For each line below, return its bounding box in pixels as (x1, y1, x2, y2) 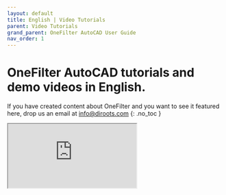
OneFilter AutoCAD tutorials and (7, 65, 195, 81)
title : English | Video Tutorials (7, 16, 106, 23)
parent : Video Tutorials (7, 23, 78, 29)
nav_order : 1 (7, 36, 45, 42)
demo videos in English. (7, 79, 146, 95)
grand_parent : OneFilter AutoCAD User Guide (7, 29, 136, 36)
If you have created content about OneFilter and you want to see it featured (7, 102, 220, 110)
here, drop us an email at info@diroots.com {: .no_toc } (7, 109, 162, 118)
